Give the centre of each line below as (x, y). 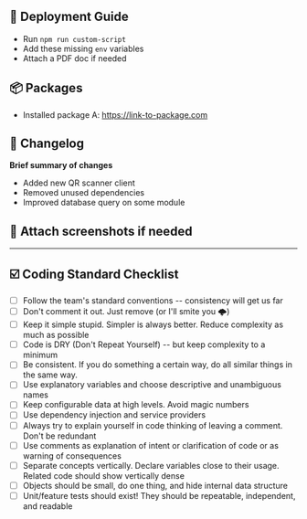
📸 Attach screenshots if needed (101, 231)
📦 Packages (46, 88)
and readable (48, 506)
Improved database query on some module (104, 203)
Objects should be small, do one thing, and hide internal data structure (155, 485)
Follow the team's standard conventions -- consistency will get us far (153, 301)
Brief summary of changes (61, 165)
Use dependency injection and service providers (114, 415)
